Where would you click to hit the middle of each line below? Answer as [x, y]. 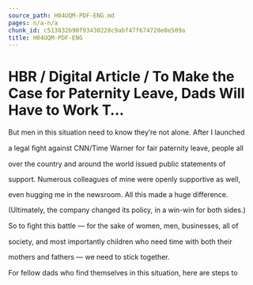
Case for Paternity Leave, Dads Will [126, 94]
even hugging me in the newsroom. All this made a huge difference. [118, 195]
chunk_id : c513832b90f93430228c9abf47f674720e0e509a [97, 30]
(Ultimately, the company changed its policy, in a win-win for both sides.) [127, 210]
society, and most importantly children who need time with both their [120, 241]
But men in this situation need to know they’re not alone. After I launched [126, 132]
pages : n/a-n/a [33, 23]
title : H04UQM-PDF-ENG [45, 38]
